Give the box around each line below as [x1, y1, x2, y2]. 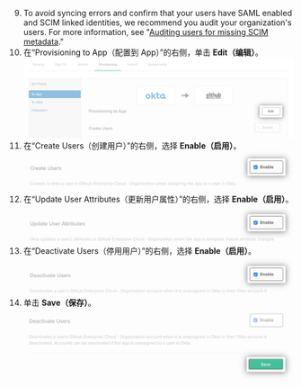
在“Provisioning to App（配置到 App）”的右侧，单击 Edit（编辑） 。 [22, 47, 263, 58]
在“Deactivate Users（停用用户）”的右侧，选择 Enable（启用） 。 [22, 246, 257, 256]
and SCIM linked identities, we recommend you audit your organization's [22, 17, 292, 28]
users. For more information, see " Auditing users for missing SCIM [22, 27, 269, 37]
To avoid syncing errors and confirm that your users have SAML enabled [22, 8, 293, 18]
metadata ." [22, 36, 65, 47]
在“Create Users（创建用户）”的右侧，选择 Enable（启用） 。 [22, 140, 242, 151]
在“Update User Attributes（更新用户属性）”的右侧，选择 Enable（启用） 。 [22, 193, 294, 205]
